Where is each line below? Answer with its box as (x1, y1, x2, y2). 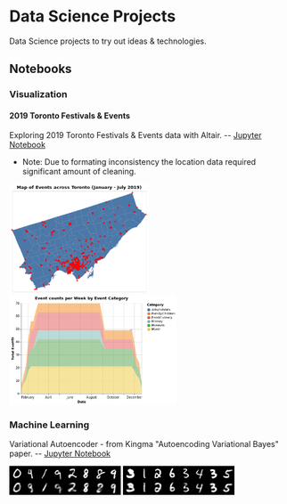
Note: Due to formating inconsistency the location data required (21, 157, 257, 167)
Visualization (9, 88, 68, 101)
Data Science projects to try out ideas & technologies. (9, 36, 207, 46)
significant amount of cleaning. (21, 167, 136, 177)
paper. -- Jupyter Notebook (9, 448, 111, 459)
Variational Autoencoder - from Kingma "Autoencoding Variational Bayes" (9, 439, 279, 450)
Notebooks (9, 61, 72, 77)
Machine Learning (9, 419, 90, 431)
